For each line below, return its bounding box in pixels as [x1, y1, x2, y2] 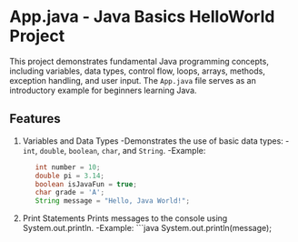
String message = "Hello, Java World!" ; [35, 197, 191, 206]
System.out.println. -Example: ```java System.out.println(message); [22, 223, 273, 234]
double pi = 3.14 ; [35, 171, 105, 180]
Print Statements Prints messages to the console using [22, 213, 228, 224]
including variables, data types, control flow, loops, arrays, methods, [9, 66, 265, 76]
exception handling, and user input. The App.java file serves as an [9, 75, 256, 86]
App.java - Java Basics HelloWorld [9, 6, 275, 27]
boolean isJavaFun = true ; [35, 179, 138, 188]
